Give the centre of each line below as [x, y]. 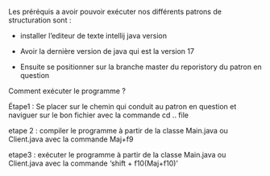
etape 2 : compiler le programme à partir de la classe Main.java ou [118, 131]
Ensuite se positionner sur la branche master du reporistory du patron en [141, 67]
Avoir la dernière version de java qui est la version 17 [107, 51]
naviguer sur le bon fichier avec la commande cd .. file [99, 115]
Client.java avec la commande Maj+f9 [71, 139]
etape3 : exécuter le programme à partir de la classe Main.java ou [117, 155]
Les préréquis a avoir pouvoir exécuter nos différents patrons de [115, 12]
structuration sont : [40, 20]
